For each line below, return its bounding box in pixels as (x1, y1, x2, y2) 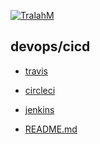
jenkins (24, 103, 55, 115)
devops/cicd (10, 38, 91, 55)
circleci (24, 84, 56, 96)
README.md (24, 123, 78, 135)
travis (24, 65, 48, 77)
